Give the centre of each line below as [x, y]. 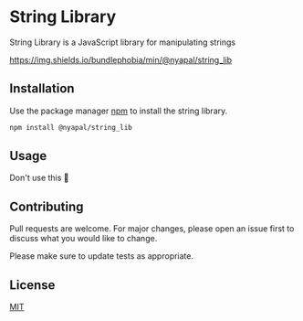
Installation [42, 89]
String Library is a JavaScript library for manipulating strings [122, 42]
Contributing [47, 206]
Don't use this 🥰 [40, 178]
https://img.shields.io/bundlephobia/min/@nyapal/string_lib [121, 59]
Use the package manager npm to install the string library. [119, 111]
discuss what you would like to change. [84, 239]
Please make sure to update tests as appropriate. [102, 256]
